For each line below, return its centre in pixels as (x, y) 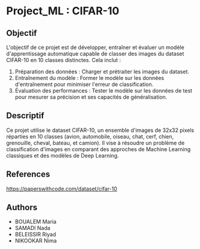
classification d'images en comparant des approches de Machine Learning (99, 149)
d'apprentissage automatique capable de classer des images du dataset (95, 54)
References (28, 174)
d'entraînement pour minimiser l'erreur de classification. (84, 84)
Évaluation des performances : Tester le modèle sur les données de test (104, 90)
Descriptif (25, 116)
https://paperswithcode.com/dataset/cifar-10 (62, 189)
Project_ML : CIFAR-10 (63, 11)
